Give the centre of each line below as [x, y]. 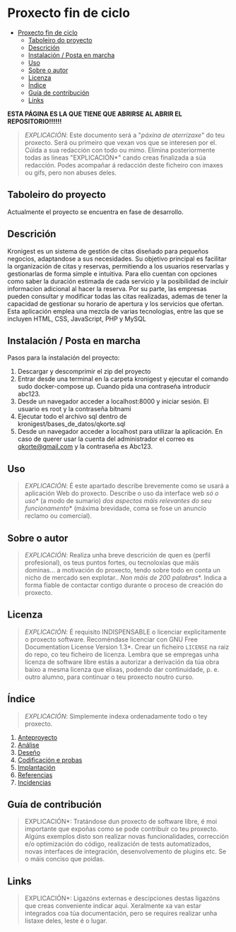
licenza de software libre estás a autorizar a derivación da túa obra [122, 661]
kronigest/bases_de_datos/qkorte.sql [71, 424]
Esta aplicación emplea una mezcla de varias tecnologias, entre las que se [116, 311]
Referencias [35, 774]
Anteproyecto [37, 737]
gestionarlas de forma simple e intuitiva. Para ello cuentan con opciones [112, 273]
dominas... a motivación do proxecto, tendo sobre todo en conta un [122, 570]
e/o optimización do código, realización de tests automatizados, [118, 844]
